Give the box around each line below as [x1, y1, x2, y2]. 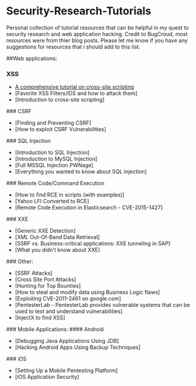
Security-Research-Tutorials [6, 4, 152, 18]
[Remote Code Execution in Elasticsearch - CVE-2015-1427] [14, 204, 163, 211]
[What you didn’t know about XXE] [14, 246, 101, 254]
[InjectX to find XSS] [14, 314, 66, 321]
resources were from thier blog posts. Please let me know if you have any [6, 37, 188, 44]
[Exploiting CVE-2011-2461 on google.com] [14, 295, 122, 302]
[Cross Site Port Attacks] [14, 276, 77, 283]
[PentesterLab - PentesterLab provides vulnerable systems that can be [14, 301, 190, 309]
